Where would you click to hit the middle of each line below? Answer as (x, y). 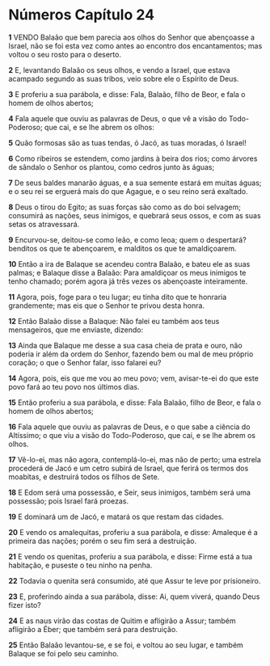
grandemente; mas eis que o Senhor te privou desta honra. (106, 306)
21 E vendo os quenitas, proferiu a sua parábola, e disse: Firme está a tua (131, 556)
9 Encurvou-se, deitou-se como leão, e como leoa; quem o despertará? (127, 239)
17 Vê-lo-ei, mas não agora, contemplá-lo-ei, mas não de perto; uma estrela (135, 459)
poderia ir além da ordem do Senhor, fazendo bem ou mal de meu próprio (131, 354)
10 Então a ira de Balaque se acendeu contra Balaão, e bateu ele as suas (129, 263)
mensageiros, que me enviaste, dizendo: (76, 330)
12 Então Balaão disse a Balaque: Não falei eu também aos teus (114, 321)
